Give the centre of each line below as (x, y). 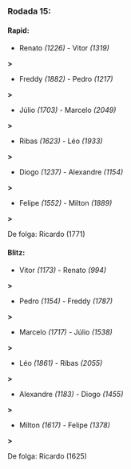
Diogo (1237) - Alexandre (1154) (71, 172)
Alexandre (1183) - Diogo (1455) (71, 395)
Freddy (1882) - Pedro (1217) (66, 79)
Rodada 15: (29, 11)
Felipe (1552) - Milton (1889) (65, 203)
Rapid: (18, 30)
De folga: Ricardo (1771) (46, 234)
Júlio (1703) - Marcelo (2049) (67, 110)
